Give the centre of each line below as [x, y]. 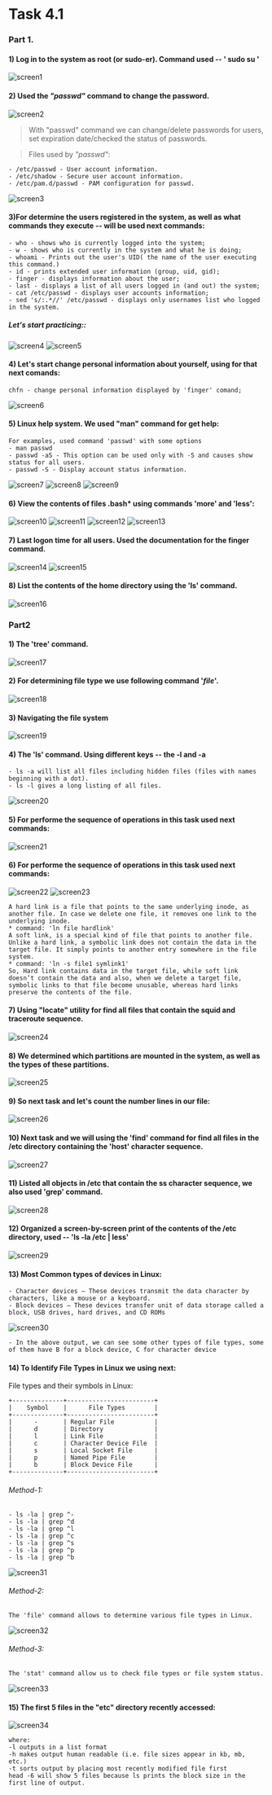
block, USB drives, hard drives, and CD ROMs [87, 1313]
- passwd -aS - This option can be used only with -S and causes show [131, 456]
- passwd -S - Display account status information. [98, 470]
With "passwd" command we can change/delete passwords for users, [146, 129]
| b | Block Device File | [83, 1465]
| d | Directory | [83, 1429]
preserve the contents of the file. [70, 992]
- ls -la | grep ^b [42, 1557]
